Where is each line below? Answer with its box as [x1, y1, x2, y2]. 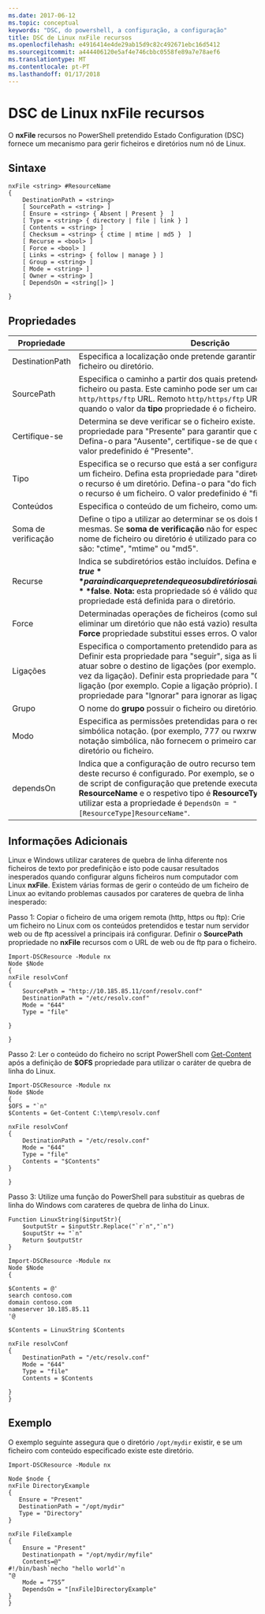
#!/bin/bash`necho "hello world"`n [8, 1564, 125, 1572]
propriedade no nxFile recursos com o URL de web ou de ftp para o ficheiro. [8, 938, 257, 947]
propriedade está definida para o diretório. [78, 596, 236, 607]
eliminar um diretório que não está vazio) [78, 618, 230, 630]
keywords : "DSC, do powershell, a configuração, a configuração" [8, 26, 227, 34]
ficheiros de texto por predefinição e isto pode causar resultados [8, 864, 219, 872]
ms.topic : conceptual [8, 19, 80, 27]
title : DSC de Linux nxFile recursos [8, 33, 132, 42]
